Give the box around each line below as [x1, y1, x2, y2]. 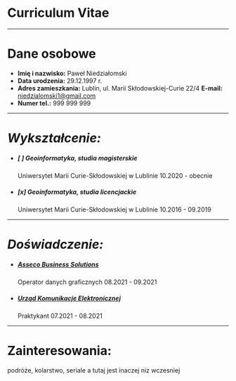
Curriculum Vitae [7, 5, 110, 21]
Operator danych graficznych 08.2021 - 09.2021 [17, 278, 157, 286]
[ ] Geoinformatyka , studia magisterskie [17, 153, 138, 162]
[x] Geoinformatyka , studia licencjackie [17, 188, 137, 196]
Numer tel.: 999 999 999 [17, 98, 91, 107]
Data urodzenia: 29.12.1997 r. [17, 76, 103, 85]
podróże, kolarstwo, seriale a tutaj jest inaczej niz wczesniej [7, 366, 181, 375]
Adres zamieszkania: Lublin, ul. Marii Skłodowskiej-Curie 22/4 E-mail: [17, 84, 223, 92]
